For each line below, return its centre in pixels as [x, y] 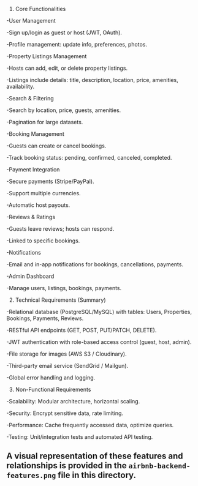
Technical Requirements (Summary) [60, 300]
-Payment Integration [33, 170]
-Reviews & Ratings [31, 217]
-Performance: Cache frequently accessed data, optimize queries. [90, 425]
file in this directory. [97, 475]
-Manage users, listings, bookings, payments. [64, 288]
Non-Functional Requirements [53, 389]
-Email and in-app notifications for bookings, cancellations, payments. [95, 264]
